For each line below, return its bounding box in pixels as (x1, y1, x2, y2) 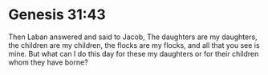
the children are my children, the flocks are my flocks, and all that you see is (8, 40, 260, 49)
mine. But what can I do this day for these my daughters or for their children (8, 49, 259, 58)
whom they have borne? (8, 57, 88, 67)
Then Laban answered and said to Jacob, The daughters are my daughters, (8, 32, 258, 41)
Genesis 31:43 (8, 6, 106, 24)
